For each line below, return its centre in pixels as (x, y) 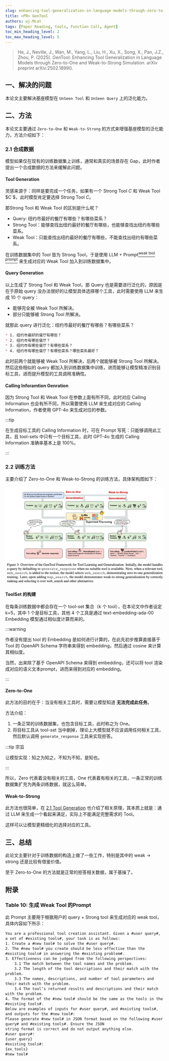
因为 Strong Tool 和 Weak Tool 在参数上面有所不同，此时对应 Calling (76, 398)
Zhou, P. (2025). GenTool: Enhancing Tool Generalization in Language (90, 57)
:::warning (16, 629)
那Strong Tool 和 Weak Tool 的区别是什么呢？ (52, 208)
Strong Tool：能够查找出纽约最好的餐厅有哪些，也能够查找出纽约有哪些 (86, 225)
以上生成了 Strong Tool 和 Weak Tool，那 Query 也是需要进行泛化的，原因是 (84, 284)
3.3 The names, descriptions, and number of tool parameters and (84, 979)
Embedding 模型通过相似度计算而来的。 (46, 619)
